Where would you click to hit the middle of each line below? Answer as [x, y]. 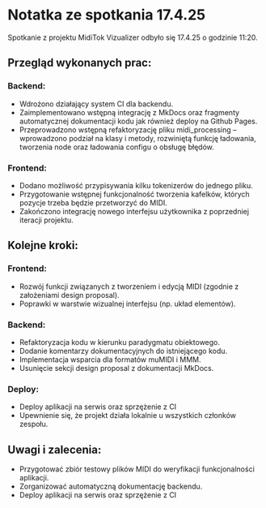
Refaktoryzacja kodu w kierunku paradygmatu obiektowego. [119, 342]
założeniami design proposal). [69, 295]
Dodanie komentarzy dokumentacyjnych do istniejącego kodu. [123, 351]
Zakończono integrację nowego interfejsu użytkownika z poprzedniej [134, 211]
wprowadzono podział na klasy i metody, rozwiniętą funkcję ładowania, [137, 138]
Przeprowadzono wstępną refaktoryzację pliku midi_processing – [128, 129]
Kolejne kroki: [43, 245]
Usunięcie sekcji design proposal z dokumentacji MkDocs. [116, 368]
